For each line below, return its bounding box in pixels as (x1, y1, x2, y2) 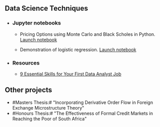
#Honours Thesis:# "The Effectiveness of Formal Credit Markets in (12, 110, 153, 116)
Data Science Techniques (5, 4, 88, 13)
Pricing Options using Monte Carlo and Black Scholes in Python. (19, 31, 156, 37)
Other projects (5, 86, 52, 94)
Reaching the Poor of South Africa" (12, 115, 87, 122)
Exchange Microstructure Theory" (12, 104, 85, 111)
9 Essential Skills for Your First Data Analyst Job (19, 71, 122, 77)
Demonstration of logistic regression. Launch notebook (19, 46, 136, 53)
